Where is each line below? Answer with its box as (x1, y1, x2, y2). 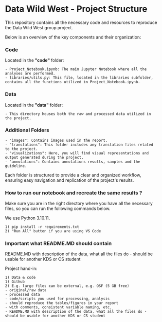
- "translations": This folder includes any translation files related (5, 142, 153, 147)
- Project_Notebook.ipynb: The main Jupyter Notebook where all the (5, 67, 147, 72)
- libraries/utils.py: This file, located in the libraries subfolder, (5, 76, 153, 80)
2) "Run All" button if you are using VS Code (5, 229, 101, 234)
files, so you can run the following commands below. (5, 206, 110, 211)
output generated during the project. (5, 155, 84, 160)
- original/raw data (5, 288, 47, 293)
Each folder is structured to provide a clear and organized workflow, (5, 172, 142, 178)
